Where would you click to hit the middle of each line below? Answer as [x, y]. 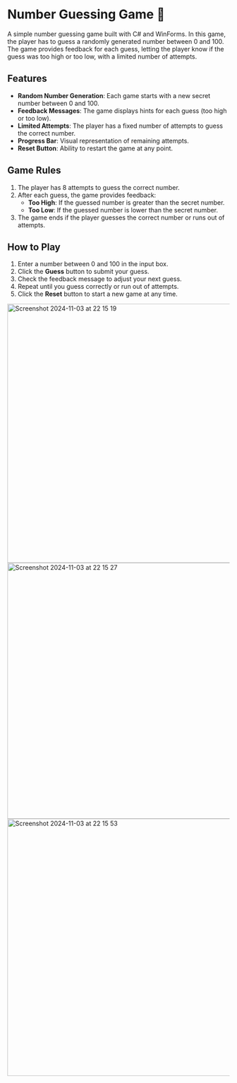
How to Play [34, 247]
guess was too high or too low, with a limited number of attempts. [102, 56]
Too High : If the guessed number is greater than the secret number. [126, 202]
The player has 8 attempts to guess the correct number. [98, 187]
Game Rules [34, 170]
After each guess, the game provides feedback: [87, 195]
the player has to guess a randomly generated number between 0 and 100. [116, 41]
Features [27, 79]
